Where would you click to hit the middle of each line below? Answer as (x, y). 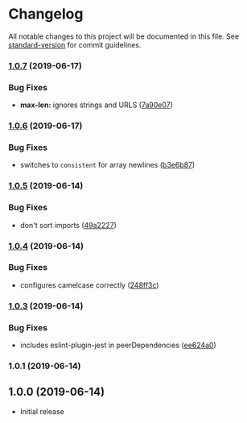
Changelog (46, 14)
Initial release (42, 411)
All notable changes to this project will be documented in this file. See (124, 36)
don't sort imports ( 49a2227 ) (68, 225)
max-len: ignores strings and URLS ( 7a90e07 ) (97, 105)
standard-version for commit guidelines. (75, 44)
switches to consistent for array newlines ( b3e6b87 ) (107, 165)
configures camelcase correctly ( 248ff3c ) (89, 285)
